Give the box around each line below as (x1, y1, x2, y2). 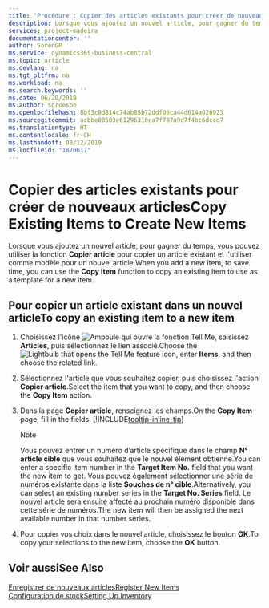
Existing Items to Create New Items (8, 214, 247, 233)
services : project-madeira (8, 26, 98, 34)
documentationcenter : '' (8, 34, 91, 43)
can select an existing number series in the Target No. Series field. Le (19, 488, 251, 498)
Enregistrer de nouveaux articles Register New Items (8, 582, 180, 592)
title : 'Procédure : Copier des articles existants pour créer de (8, 11, 235, 20)
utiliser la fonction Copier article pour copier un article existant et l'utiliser (8, 249, 252, 259)
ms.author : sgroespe (8, 101, 78, 109)
